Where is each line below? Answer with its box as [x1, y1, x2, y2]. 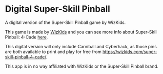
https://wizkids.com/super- [102, 49, 157, 55]
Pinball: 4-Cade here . [5, 34, 48, 40]
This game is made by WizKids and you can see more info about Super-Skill [5, 29, 158, 35]
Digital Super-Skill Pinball [5, 3, 111, 15]
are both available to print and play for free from [5, 49, 102, 55]
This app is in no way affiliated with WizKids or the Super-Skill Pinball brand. [5, 63, 159, 69]
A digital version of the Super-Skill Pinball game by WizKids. [5, 19, 126, 25]
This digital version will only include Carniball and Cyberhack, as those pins [5, 43, 157, 49]
